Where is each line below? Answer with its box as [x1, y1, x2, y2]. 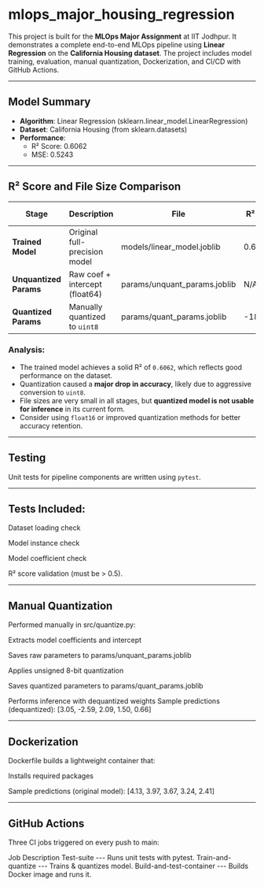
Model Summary [8, 95, 91, 109]
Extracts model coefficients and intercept [8, 636, 142, 645]
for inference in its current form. [19, 404, 126, 414]
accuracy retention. [19, 421, 83, 430]
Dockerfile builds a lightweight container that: [8, 756, 156, 766]
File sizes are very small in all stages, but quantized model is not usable [19, 395, 255, 405]
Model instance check [8, 538, 80, 548]
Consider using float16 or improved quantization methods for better [19, 412, 241, 422]
